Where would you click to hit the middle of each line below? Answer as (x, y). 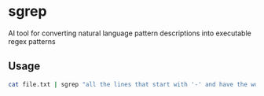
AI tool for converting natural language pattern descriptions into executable (130, 33)
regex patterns (32, 41)
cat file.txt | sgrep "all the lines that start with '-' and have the (128, 84)
